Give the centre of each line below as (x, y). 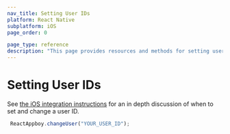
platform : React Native (41, 20)
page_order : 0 (27, 32)
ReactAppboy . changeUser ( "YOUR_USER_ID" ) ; (70, 124)
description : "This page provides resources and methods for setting (108, 51)
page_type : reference (38, 45)
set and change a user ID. (43, 111)
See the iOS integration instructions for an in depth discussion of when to (110, 104)
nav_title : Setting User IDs (49, 13)
